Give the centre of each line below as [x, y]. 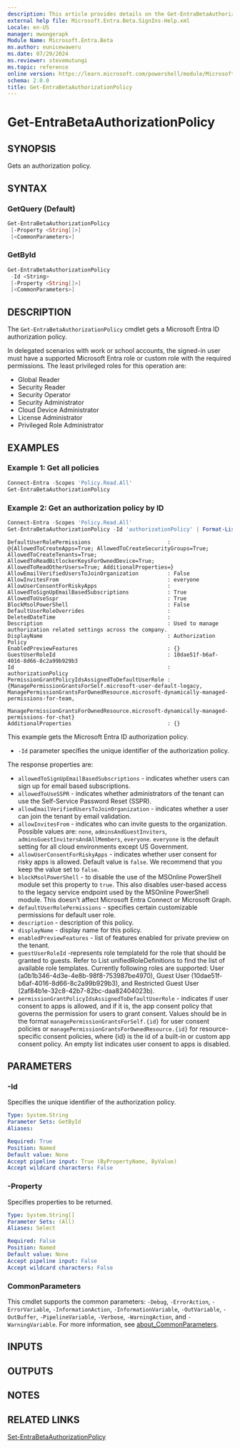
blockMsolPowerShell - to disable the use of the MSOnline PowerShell [119, 877]
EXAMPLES [33, 448]
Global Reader [39, 380]
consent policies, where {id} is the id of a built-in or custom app [136, 1036]
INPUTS [25, 1347]
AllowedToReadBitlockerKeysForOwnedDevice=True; [81, 561]
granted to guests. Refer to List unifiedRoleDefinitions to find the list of [121, 960]
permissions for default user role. [67, 914]
